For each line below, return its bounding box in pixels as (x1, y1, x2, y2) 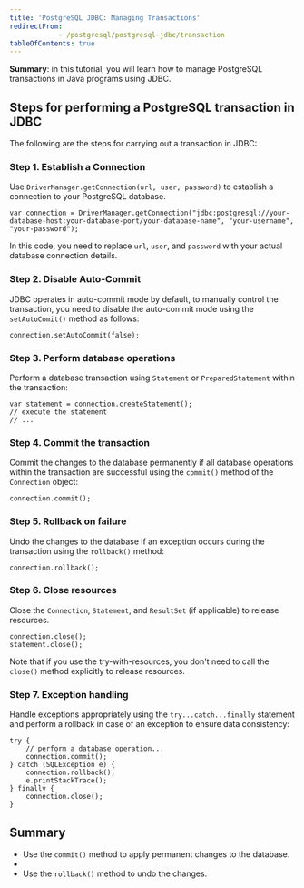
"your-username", (228, 217, 295, 226)
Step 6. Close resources (9, 584, 117, 597)
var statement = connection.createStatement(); (9, 399, 193, 409)
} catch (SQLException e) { (9, 761, 116, 770)
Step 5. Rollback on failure (9, 515, 127, 528)
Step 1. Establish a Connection (9, 160, 146, 173)
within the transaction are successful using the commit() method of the (9, 467, 274, 478)
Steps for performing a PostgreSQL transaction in (9, 99, 295, 115)
